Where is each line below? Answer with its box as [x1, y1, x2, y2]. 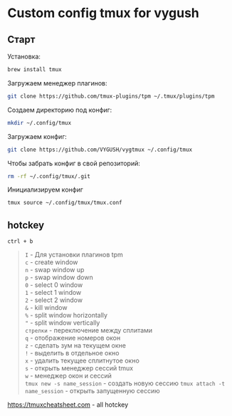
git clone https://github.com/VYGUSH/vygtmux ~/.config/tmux [7, 146, 193, 153]
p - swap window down [24, 273, 94, 282]
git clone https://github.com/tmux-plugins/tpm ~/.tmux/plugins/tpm [7, 93, 215, 100]
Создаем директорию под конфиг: [7, 105, 112, 114]
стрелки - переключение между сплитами [24, 326, 153, 335]
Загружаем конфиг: [7, 132, 68, 140]
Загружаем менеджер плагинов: [7, 78, 108, 87]
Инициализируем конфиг [7, 185, 83, 194]
